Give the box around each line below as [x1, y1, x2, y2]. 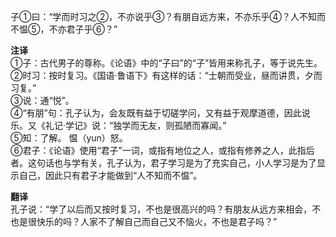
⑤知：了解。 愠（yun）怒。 [10, 132, 128, 144]
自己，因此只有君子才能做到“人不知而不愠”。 [18, 170, 203, 181]
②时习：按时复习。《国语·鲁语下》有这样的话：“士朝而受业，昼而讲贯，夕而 [10, 70, 323, 81]
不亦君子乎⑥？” [48, 23, 118, 35]
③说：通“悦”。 [10, 95, 75, 106]
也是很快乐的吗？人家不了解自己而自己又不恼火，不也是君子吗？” [10, 216, 278, 227]
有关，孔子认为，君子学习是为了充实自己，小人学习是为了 [79, 157, 317, 169]
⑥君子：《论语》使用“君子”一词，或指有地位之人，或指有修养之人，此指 [10, 145, 307, 156]
